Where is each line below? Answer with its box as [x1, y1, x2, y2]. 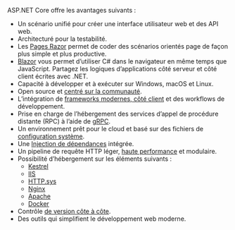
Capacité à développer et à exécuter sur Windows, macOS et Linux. [17, 80, 214, 87]
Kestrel [27, 162, 49, 170]
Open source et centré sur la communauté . [17, 87, 142, 95]
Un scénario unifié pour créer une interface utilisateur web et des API [17, 20, 219, 28]
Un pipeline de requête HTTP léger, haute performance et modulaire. [17, 147, 217, 155]
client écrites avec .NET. [17, 72, 89, 80]
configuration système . [17, 132, 85, 140]
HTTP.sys [27, 177, 57, 186]
